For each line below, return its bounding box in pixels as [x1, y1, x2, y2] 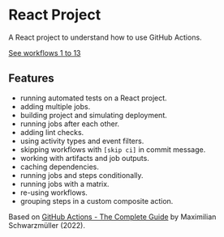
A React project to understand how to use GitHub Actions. [8, 32, 202, 42]
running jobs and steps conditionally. [19, 170, 144, 180]
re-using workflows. [19, 188, 88, 197]
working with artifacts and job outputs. [19, 153, 150, 163]
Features [8, 71, 54, 86]
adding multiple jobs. [19, 101, 91, 111]
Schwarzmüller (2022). [8, 220, 85, 230]
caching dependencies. [19, 162, 99, 171]
